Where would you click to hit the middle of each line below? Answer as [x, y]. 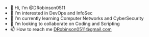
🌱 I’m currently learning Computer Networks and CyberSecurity [77, 18]
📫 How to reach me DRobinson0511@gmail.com [61, 29]
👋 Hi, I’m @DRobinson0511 [38, 8]
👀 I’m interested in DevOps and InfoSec [51, 13]
